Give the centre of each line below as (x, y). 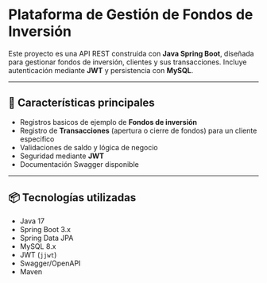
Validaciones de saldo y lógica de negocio (89, 147)
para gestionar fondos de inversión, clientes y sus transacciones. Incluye (128, 62)
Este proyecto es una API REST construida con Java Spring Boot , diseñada (131, 53)
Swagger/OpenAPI (50, 263)
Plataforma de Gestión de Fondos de (131, 15)
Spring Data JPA (46, 238)
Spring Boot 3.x (45, 229)
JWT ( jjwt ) (38, 254)
